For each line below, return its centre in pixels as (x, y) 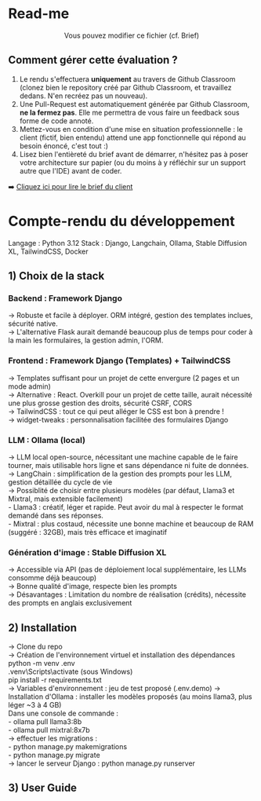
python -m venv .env (42, 664)
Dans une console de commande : (63, 713)
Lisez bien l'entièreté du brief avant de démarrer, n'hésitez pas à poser (134, 154)
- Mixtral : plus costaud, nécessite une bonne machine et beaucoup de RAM (131, 524)
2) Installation (42, 628)
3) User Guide (42, 788)
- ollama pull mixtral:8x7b (49, 730)
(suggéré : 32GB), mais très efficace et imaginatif (87, 532)
